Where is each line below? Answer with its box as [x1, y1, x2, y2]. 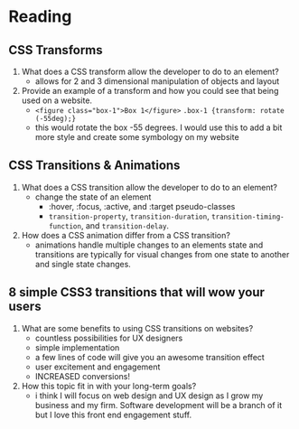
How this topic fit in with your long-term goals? [21, 380, 197, 391]
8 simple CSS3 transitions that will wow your [8, 284, 266, 300]
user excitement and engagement [34, 361, 161, 372]
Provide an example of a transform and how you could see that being [21, 86, 279, 96]
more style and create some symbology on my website [34, 132, 240, 142]
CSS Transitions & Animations [8, 158, 181, 173]
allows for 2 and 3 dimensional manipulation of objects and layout [34, 76, 280, 87]
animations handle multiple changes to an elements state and [34, 239, 264, 250]
